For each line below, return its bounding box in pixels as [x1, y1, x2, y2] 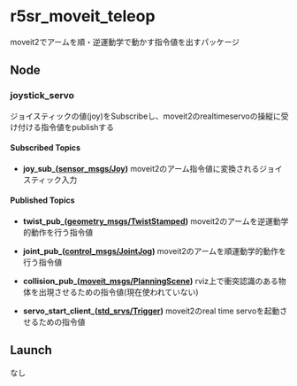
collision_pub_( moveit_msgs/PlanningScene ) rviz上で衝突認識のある [22, 276, 279, 287]
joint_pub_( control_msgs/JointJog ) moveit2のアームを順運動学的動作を [22, 246, 286, 257]
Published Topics [10, 195, 75, 205]
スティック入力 [22, 174, 78, 185]
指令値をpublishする [40, 121, 114, 132]
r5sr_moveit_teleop [10, 6, 156, 27]
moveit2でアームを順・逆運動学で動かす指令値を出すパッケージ [10, 36, 240, 47]
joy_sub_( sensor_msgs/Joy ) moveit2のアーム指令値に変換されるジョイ [22, 163, 283, 174]
